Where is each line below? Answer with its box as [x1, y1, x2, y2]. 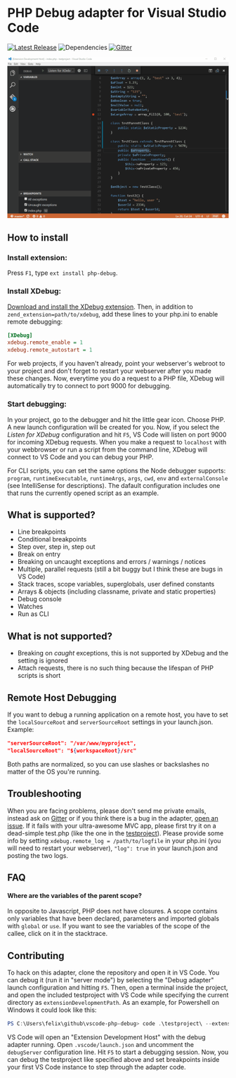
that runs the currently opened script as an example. [7, 489, 159, 497]
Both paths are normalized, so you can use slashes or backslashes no [7, 759, 209, 768]
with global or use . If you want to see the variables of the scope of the [7, 922, 211, 930]
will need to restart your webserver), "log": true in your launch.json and [7, 844, 218, 852]
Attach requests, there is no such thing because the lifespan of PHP [17, 664, 214, 672]
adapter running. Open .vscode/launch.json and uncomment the [7, 1040, 195, 1048]
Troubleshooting [7, 788, 82, 800]
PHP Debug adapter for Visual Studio [7, 5, 227, 21]
